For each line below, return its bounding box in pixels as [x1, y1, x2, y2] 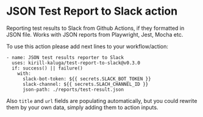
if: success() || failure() [12, 65, 84, 71]
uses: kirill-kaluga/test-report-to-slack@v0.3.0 [12, 60, 140, 66]
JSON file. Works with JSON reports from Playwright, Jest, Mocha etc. [6, 30, 183, 38]
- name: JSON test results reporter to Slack [6, 54, 124, 60]
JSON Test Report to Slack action [6, 4, 178, 18]
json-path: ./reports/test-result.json [22, 87, 124, 93]
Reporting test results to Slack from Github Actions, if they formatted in [6, 24, 185, 32]
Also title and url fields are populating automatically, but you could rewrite [6, 97, 198, 104]
